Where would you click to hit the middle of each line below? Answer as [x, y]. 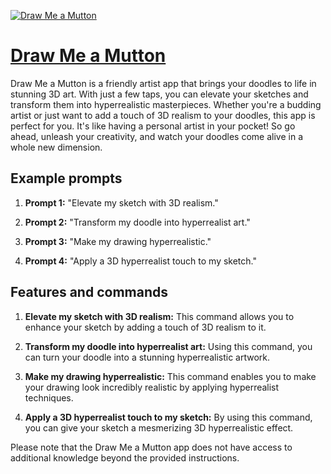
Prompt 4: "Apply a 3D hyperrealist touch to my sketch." [140, 261]
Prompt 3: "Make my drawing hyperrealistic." [118, 241]
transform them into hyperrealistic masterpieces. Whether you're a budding [166, 104]
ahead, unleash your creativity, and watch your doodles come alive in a [156, 136]
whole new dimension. [56, 147]
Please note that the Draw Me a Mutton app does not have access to [151, 447]
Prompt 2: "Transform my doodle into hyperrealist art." [137, 222]
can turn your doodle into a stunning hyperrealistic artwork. [147, 357]
